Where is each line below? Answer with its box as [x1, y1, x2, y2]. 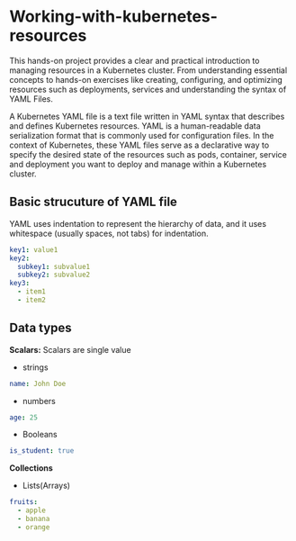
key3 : [9, 279, 30, 288]
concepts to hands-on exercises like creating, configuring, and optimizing [9, 74, 283, 85]
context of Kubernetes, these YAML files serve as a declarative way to [9, 140, 270, 150]
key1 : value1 [9, 245, 58, 254]
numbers [22, 395, 57, 406]
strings [22, 362, 49, 373]
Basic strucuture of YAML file [9, 194, 178, 210]
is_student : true [9, 446, 75, 455]
